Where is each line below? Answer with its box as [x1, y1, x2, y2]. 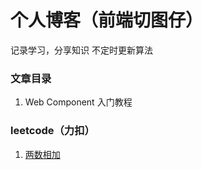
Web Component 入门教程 [24, 96, 133, 108]
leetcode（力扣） [10, 124, 95, 138]
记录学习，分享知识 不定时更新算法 [10, 44, 153, 56]
